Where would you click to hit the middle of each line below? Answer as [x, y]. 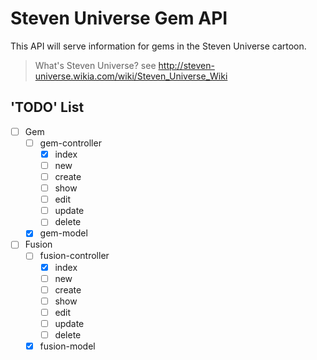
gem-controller [70, 143]
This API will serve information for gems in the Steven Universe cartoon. [158, 46]
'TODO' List [47, 107]
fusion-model [67, 346]
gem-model [63, 233]
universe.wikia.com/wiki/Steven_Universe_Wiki [131, 76]
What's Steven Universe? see [95, 65]
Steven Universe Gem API [119, 18]
